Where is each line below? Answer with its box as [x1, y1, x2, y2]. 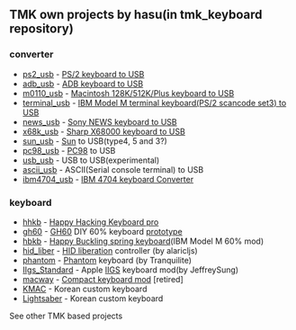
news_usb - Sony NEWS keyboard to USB [22, 116, 177, 127]
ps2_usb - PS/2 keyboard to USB [22, 68, 145, 79]
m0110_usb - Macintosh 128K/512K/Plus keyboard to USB [22, 87, 235, 98]
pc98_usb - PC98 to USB [22, 145, 116, 156]
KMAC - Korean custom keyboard [22, 283, 148, 294]
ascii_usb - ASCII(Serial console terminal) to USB [22, 164, 204, 174]
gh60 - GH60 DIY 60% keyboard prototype [22, 226, 183, 236]
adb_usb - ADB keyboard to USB [22, 78, 144, 89]
